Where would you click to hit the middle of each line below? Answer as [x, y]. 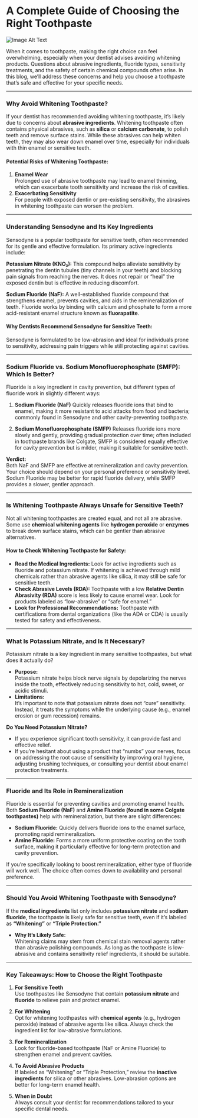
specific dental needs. [42, 1109]
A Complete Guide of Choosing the [93, 11]
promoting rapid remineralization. [55, 834]
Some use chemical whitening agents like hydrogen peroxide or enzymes [98, 524]
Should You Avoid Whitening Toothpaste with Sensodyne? [91, 898]
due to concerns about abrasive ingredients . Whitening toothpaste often [95, 123]
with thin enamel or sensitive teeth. [49, 148]
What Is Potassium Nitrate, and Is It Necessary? [76, 641]
